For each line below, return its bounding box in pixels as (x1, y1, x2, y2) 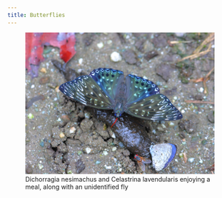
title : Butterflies (7, 11, 66, 19)
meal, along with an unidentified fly (25, 182, 128, 191)
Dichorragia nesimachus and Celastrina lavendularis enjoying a (25, 174, 211, 183)
